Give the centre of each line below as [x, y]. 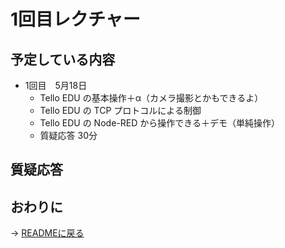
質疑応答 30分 [68, 135]
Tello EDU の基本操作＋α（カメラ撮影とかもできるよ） [151, 98]
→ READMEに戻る [47, 233]
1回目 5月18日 [56, 85]
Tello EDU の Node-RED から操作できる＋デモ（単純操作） [159, 123]
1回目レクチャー [75, 19]
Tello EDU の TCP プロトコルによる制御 [120, 110]
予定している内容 [63, 59]
